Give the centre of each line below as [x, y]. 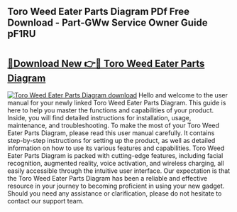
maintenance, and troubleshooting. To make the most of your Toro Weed [114, 125]
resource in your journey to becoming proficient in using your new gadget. [116, 186]
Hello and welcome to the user [183, 95]
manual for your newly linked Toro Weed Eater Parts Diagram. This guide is [117, 103]
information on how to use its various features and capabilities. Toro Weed [116, 148]
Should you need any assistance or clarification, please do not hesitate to [115, 194]
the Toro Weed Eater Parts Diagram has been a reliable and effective [108, 178]
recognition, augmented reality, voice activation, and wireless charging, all [116, 163]
